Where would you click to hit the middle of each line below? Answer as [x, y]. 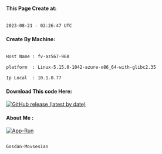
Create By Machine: [31, 39]
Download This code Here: [39, 91]
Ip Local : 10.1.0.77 [34, 78]
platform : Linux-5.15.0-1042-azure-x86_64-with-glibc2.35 [81, 68]
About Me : [20, 118]
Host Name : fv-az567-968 [38, 57]
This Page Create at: [31, 8]
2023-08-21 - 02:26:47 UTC [39, 26]
